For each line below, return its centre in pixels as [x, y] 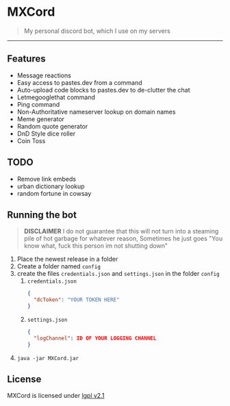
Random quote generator [52, 126]
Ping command [38, 104]
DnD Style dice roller [46, 134]
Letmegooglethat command [56, 97]
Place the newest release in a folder [67, 259]
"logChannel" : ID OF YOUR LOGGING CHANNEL [95, 338]
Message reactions [44, 75]
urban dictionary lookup [51, 186]
